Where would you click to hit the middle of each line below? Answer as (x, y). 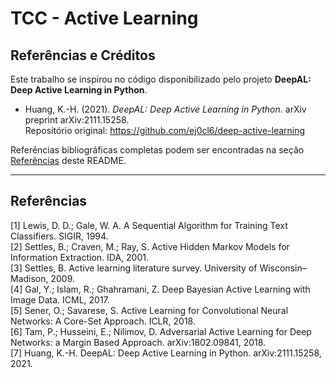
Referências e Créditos (83, 55)
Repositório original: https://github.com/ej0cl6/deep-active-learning (165, 130)
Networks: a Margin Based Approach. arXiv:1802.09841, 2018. (138, 342)
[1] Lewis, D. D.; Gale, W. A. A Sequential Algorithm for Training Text (149, 225)
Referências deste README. (68, 160)
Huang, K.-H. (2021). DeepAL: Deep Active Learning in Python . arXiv (165, 109)
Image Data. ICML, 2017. (60, 299)
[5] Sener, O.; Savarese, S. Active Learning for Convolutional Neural (149, 310)
